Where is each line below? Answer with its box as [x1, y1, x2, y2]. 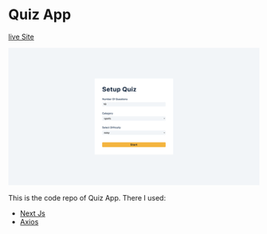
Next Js [19, 209, 46, 218]
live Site [8, 32, 34, 41]
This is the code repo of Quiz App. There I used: [8, 193, 166, 203]
